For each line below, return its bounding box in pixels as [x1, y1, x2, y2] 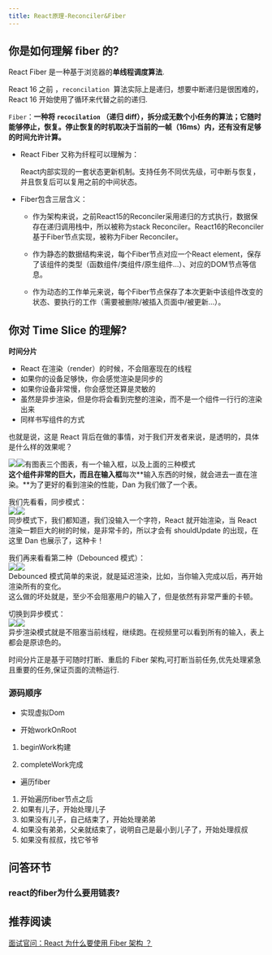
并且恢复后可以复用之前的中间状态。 [19, 177, 142, 187]
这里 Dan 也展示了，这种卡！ [8, 536, 105, 545]
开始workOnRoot [19, 725, 77, 734]
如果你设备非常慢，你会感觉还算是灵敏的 [19, 384, 156, 394]
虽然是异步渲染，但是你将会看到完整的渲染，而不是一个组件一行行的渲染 [19, 394, 262, 404]
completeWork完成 [19, 759, 84, 769]
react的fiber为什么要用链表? [8, 887, 120, 898]
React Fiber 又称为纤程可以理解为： [19, 150, 140, 160]
